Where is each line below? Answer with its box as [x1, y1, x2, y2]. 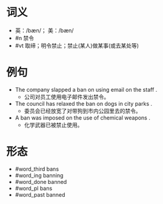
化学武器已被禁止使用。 [24, 121, 83, 128]
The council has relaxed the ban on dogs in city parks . [15, 100, 153, 107]
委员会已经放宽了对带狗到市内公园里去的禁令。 [24, 107, 141, 114]
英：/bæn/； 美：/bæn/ [15, 27, 74, 34]
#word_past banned [15, 191, 65, 198]
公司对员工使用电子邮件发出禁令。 [24, 93, 110, 100]
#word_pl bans [15, 185, 53, 192]
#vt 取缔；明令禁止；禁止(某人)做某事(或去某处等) [15, 42, 139, 49]
